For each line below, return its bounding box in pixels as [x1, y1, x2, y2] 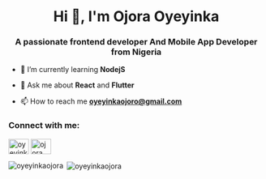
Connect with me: [8, 120, 80, 131]
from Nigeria [110, 46, 162, 58]
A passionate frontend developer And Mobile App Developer [15, 36, 258, 48]
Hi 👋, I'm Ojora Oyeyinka [53, 7, 220, 26]
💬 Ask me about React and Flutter [19, 80, 135, 90]
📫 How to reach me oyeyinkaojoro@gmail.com [19, 96, 182, 106]
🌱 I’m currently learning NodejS [19, 65, 126, 75]
